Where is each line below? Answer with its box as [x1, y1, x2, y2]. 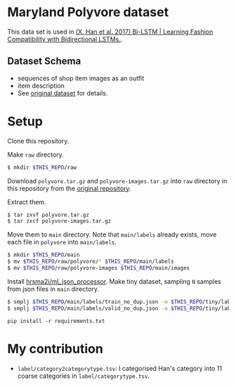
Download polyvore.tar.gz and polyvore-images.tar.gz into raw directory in [7, 176, 228, 185]
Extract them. [7, 197, 46, 206]
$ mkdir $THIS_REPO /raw [7, 164, 77, 171]
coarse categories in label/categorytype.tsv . [17, 372, 150, 380]
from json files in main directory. [7, 284, 100, 293]
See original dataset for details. [17, 88, 108, 97]
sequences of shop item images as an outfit [17, 74, 145, 82]
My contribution [7, 341, 103, 357]
